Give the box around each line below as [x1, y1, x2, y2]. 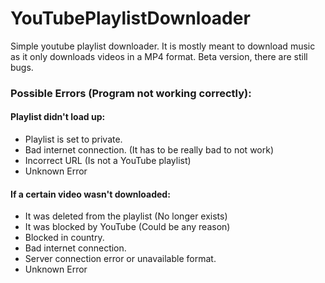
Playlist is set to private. [24, 133, 123, 146]
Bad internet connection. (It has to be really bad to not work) [24, 144, 275, 156]
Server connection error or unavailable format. [24, 253, 217, 265]
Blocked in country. [24, 232, 105, 244]
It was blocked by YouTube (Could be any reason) [24, 221, 231, 233]
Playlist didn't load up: [10, 111, 106, 123]
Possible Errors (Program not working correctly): [10, 86, 252, 100]
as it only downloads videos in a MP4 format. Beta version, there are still [10, 50, 308, 62]
